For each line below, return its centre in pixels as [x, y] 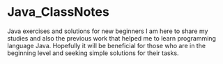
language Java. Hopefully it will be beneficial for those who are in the [107, 45]
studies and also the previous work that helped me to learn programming [111, 38]
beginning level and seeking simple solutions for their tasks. [93, 53]
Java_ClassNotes [58, 12]
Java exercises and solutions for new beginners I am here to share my [108, 31]
